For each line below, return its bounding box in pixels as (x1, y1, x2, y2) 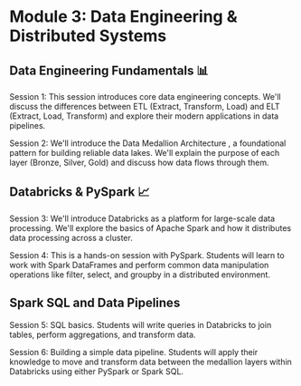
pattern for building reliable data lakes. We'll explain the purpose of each (9, 148, 280, 158)
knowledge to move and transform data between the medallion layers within (9, 356, 292, 367)
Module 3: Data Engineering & (9, 6, 238, 27)
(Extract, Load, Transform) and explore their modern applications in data (9, 111, 279, 121)
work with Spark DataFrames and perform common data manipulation (9, 259, 269, 270)
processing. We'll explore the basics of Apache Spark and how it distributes (9, 222, 292, 233)
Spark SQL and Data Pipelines (9, 295, 181, 311)
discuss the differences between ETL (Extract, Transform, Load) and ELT (9, 101, 280, 111)
